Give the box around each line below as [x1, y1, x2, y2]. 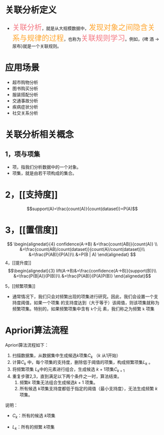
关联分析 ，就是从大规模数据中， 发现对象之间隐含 [12, 23, 148, 32]
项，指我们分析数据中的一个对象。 [12, 164, 81, 170]
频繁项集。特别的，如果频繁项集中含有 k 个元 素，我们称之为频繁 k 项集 [12, 305, 155, 312]
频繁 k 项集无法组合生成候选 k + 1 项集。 [19, 380, 98, 385]
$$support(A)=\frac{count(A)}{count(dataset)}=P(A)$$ [26, 206, 138, 212]
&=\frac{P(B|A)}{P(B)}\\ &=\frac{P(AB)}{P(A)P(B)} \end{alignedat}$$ [13, 273, 151, 279]
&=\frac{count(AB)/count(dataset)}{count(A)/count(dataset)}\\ [19, 246, 145, 252]
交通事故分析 [12, 98, 38, 104]
